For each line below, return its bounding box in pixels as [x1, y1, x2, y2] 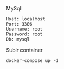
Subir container [6, 46, 43, 53]
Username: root [6, 26, 43, 32]
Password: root [6, 31, 43, 37]
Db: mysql [6, 37, 30, 42]
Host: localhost [6, 16, 45, 22]
